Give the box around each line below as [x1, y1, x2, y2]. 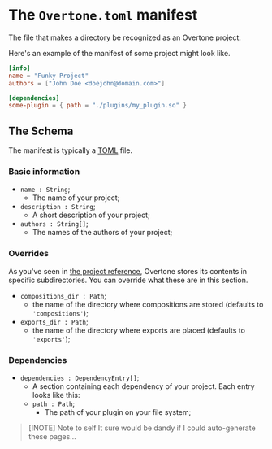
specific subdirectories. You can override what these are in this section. [8, 275, 248, 285]
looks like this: [32, 390, 80, 400]
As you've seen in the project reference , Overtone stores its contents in [8, 266, 248, 276]
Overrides [8, 248, 50, 259]
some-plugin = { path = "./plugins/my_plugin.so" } [8, 102, 187, 110]
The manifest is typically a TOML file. [8, 146, 132, 155]
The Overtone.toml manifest [8, 6, 198, 24]
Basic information [8, 166, 80, 177]
